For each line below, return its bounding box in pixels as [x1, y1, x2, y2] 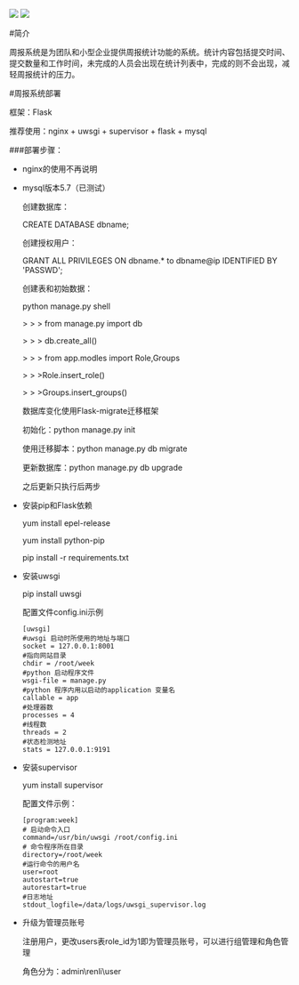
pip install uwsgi [21, 588, 82, 599]
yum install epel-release [21, 518, 111, 529]
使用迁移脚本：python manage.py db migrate [21, 443, 188, 454]
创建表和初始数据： [21, 283, 93, 294]
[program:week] [21, 816, 79, 825]
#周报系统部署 [9, 88, 61, 98]
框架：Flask [9, 107, 53, 117]
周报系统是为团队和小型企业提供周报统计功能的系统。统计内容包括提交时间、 [9, 47, 290, 57]
